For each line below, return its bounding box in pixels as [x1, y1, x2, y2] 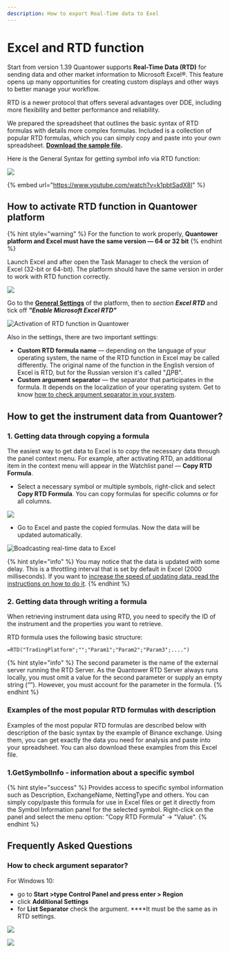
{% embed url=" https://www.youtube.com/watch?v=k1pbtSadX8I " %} [7, 180, 206, 189]
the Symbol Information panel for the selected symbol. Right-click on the [7, 805, 214, 813]
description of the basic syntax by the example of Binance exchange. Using [7, 728, 222, 737]
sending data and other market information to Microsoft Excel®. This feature [7, 70, 224, 78]
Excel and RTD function [7, 39, 144, 55]
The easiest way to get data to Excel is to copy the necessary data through [7, 447, 220, 455]
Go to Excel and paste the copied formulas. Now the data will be [17, 523, 200, 532]
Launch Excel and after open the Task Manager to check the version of [7, 258, 209, 266]
